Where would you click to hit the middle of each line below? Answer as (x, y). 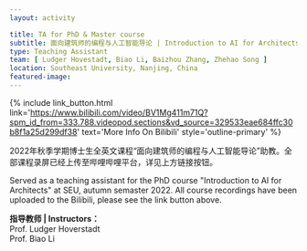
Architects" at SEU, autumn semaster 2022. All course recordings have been (153, 190)
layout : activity (42, 18)
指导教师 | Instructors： (55, 218)
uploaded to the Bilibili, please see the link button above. (116, 199)
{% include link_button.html (61, 102)
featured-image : (40, 77)
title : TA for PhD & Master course (77, 34)
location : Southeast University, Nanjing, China (104, 68)
